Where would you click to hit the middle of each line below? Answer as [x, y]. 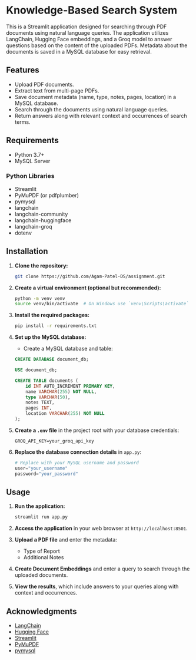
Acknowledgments [42, 611]
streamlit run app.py [41, 517]
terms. [22, 122]
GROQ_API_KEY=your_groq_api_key [54, 441]
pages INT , [39, 408]
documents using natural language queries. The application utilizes [87, 32]
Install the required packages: [52, 315]
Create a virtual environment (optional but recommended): [88, 288]
